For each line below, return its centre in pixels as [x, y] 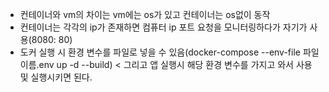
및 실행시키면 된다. [56, 77]
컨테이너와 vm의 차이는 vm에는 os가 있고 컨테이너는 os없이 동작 [145, 14]
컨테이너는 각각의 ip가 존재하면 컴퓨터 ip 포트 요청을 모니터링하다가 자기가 [163, 27]
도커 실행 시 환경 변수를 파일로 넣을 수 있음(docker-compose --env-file [160, 52]
